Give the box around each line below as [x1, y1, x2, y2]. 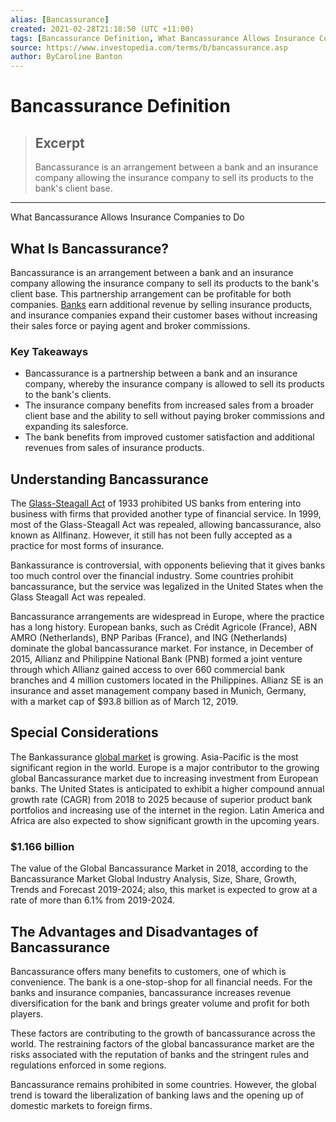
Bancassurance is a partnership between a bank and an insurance [24, 367, 298, 380]
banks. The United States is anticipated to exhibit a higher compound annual [10, 782, 325, 795]
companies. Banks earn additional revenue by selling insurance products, [10, 298, 313, 310]
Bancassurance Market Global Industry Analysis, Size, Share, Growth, [10, 873, 297, 885]
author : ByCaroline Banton [10, 52, 123, 62]
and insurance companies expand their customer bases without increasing [10, 309, 318, 321]
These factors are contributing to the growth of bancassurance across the [10, 1027, 316, 1039]
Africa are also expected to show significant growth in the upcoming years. [10, 814, 320, 826]
